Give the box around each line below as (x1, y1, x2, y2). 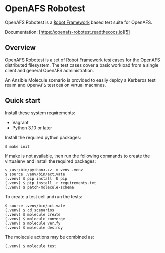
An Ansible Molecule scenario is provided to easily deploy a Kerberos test (5, 77, 156, 83)
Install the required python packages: (5, 134, 81, 140)
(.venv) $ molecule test (5, 243, 56, 249)
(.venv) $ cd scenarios (5, 207, 55, 213)
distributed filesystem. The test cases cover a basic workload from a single (5, 62, 159, 68)
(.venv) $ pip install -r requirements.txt (5, 180, 97, 185)
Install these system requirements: (5, 110, 75, 116)
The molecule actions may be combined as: (5, 234, 94, 240)
